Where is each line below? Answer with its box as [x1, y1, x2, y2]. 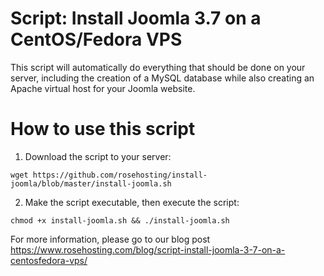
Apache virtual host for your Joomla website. [10, 82, 196, 94]
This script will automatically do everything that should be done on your [10, 61, 306, 73]
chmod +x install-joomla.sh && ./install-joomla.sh [10, 215, 230, 226]
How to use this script [10, 118, 196, 141]
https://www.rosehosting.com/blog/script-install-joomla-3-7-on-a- [10, 243, 286, 256]
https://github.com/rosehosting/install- [32, 170, 208, 180]
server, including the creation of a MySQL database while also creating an [10, 72, 315, 84]
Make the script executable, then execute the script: [24, 196, 240, 208]
